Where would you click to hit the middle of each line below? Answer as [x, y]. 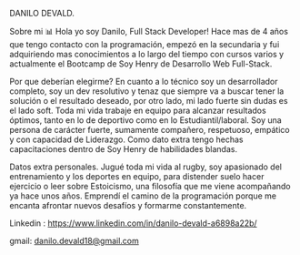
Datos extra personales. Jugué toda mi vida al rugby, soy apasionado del [145, 167]
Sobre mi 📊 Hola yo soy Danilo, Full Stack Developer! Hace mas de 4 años [149, 31]
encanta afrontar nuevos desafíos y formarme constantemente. [128, 205]
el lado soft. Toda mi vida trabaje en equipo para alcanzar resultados [138, 110]
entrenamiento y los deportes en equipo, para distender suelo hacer [137, 176]
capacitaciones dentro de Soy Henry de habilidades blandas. [124, 149]
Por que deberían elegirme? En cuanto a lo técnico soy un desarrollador [144, 82]
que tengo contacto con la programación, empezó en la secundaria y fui [145, 44]
